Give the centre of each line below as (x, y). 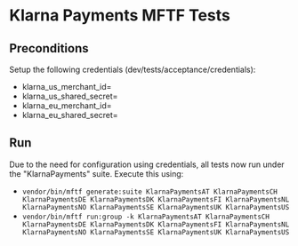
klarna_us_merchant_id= (67, 87)
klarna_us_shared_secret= (70, 96)
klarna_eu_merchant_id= (67, 106)
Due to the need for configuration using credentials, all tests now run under (147, 164)
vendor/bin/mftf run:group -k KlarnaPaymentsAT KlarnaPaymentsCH (145, 217)
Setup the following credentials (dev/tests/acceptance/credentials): (133, 69)
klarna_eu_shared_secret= (70, 115)
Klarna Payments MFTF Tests (120, 16)
